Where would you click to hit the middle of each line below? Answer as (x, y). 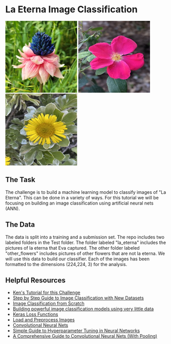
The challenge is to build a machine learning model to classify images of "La (86, 192)
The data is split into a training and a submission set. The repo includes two (85, 237)
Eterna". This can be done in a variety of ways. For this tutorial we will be (82, 197)
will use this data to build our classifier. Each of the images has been (78, 259)
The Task (20, 180)
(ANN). (13, 208)
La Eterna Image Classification (71, 9)
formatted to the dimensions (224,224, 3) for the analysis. (66, 264)
